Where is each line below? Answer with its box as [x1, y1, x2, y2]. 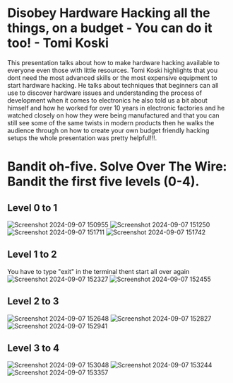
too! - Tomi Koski [7, 35, 109, 51]
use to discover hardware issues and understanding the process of [7, 88, 203, 97]
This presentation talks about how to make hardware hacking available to [7, 58, 220, 67]
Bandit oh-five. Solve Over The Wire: [7, 159, 227, 175]
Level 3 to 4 [7, 342, 60, 354]
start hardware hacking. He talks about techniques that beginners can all [7, 81, 219, 89]
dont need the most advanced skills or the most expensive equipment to [7, 73, 217, 82]
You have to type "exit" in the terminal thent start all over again [7, 267, 190, 275]
